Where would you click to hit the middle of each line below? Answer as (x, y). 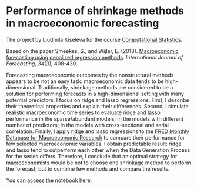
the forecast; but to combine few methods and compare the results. (88, 168)
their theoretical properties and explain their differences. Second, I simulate (98, 106)
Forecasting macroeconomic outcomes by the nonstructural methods (90, 75)
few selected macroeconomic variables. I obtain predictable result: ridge (94, 144)
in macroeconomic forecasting (83, 23)
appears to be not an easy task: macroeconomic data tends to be (85, 81)
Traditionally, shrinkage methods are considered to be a (106, 87)
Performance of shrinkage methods (95, 11)
